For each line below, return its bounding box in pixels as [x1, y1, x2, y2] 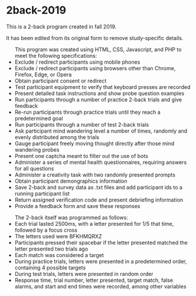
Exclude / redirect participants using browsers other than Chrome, [14, 64, 176, 71]
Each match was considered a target [14, 251, 104, 258]
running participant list [14, 190, 70, 197]
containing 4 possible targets [14, 264, 86, 271]
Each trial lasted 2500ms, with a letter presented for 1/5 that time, [14, 220, 174, 227]
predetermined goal [14, 114, 63, 121]
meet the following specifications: [14, 52, 97, 59]
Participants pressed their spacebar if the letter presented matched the [14, 239, 188, 246]
